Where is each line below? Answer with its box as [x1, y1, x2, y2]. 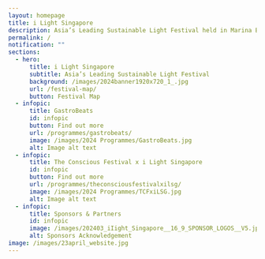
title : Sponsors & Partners [28, 210, 122, 218]
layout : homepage [8, 11, 65, 20]
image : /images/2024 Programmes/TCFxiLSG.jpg [28, 187, 181, 196]
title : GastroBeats [28, 107, 93, 115]
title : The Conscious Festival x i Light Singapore [28, 159, 203, 167]
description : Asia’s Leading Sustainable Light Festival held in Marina [8, 26, 252, 34]
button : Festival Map [28, 92, 101, 100]
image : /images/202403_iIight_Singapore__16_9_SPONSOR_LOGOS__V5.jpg [28, 224, 263, 233]
